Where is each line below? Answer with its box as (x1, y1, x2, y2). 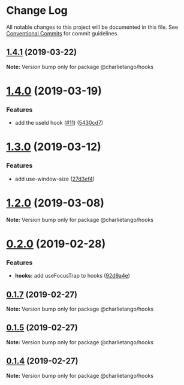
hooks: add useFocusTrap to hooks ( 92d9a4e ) (14, 272, 131, 279)
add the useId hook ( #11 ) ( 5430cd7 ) (14, 119, 104, 127)
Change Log (6, 4, 68, 17)
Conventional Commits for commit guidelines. (6, 29, 119, 37)
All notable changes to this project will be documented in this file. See (6, 23, 179, 31)
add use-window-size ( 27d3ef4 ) (14, 175, 95, 182)
